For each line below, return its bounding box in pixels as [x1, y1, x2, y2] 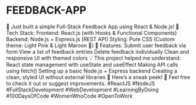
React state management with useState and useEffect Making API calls [6, 61, 178, 68]
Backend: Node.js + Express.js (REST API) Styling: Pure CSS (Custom [6, 35, 175, 42]
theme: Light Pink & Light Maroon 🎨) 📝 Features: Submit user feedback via [6, 42, 187, 49]
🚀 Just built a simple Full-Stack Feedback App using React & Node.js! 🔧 [6, 23, 179, 30]
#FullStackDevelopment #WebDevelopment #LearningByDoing [6, 86, 159, 93]
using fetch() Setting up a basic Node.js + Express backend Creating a [6, 67, 178, 74]
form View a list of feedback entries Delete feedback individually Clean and [6, 48, 190, 55]
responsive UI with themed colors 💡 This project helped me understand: [6, 54, 181, 61]
